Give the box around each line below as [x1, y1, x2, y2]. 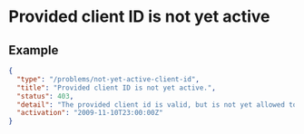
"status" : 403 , [16, 91, 74, 100]
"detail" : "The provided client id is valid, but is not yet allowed [16, 100, 285, 110]
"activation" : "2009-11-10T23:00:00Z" [16, 109, 164, 118]
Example [8, 43, 59, 58]
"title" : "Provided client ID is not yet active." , [16, 83, 217, 92]
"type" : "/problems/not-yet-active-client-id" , [16, 74, 201, 83]
